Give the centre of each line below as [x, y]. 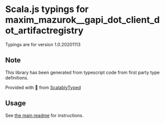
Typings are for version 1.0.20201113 [43, 44]
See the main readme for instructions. [44, 115]
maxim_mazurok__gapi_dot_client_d [82, 20]
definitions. [17, 78]
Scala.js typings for [47, 9]
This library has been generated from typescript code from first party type [82, 72]
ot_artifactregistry [44, 31]
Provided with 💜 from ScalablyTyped [43, 87]
